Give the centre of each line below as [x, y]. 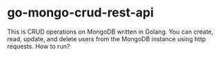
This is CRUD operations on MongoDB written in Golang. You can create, [110, 32]
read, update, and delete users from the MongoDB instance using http [107, 38]
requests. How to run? [39, 46]
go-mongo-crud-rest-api [80, 13]
